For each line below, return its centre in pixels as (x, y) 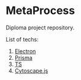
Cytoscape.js (31, 70)
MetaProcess (40, 11)
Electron (25, 51)
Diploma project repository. (40, 27)
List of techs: (22, 39)
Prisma (24, 57)
